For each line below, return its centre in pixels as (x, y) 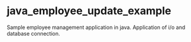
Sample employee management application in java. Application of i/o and (96, 27)
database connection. (33, 33)
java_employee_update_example (89, 11)
